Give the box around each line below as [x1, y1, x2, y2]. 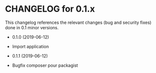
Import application [12, 43, 49, 49]
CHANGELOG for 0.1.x [5, 3, 95, 15]
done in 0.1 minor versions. [5, 24, 59, 30]
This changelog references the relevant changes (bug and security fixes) [5, 19, 152, 25]
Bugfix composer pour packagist [12, 62, 78, 68]
